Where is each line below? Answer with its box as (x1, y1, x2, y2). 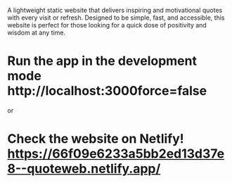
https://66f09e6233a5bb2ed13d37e (7, 146, 225, 162)
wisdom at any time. (7, 28, 65, 37)
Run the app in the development (7, 53, 197, 69)
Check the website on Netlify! (7, 131, 184, 147)
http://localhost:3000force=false (7, 83, 207, 99)
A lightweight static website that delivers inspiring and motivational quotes (7, 6, 223, 14)
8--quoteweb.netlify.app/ (7, 161, 161, 177)
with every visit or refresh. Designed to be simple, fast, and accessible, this (7, 13, 225, 22)
